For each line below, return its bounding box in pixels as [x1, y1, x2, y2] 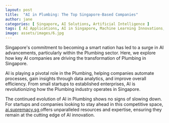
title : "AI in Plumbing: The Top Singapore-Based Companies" [5, 12, 138, 17]
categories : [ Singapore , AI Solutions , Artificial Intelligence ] [5, 21, 150, 27]
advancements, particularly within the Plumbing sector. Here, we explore [5, 50, 156, 56]
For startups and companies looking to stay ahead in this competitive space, [5, 101, 163, 107]
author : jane [5, 17, 33, 22]
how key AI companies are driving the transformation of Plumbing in [5, 55, 146, 61]
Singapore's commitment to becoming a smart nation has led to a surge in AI [5, 45, 164, 50]
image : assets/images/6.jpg [5, 31, 64, 36]
